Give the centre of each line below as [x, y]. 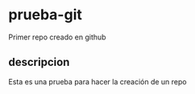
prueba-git [45, 15]
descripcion [39, 62]
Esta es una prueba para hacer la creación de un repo [97, 81]
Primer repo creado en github [57, 37]
